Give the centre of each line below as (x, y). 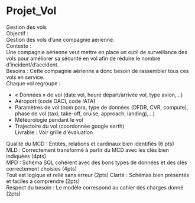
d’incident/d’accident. (32, 64)
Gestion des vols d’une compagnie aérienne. (60, 39)
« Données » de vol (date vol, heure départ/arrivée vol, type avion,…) (99, 95)
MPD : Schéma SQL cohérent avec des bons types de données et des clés (97, 162)
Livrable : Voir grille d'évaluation (54, 132)
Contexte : (19, 46)
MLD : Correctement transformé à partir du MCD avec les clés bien (88, 150)
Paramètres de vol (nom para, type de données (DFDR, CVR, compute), (101, 107)
